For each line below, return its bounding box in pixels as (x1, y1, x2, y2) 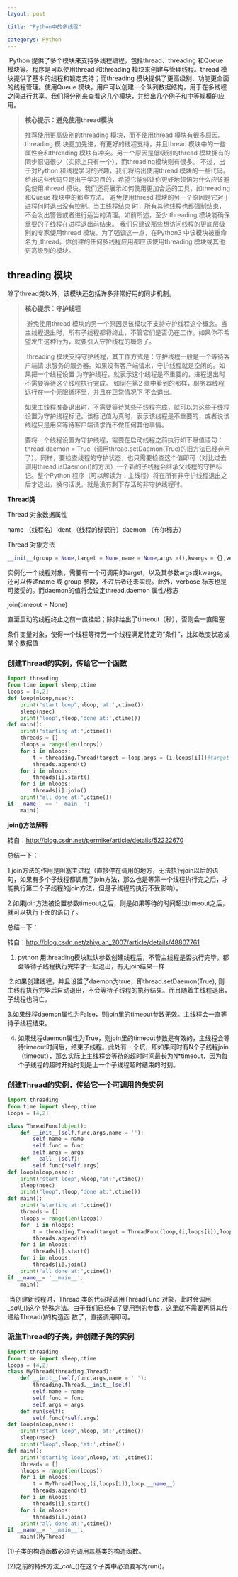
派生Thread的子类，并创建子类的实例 (7, 1332, 135, 1342)
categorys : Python (7, 36, 62, 43)
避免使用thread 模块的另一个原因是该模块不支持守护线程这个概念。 (26, 320, 222, 328)
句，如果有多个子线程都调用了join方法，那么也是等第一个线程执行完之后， (7, 875, 223, 883)
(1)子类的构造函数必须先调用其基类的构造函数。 (7, 1547, 145, 1556)
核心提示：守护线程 (24, 305, 81, 313)
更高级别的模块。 (24, 246, 75, 255)
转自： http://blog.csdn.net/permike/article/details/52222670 (7, 836, 184, 844)
